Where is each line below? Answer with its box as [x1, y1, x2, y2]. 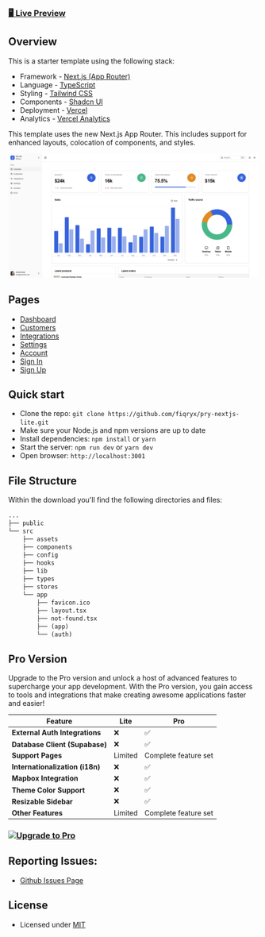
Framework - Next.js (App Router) [19, 71, 131, 81]
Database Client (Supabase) [11, 739, 107, 749]
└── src [8, 527, 34, 535]
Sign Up [19, 364, 46, 374]
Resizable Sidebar [11, 796, 73, 806]
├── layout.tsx [36, 607, 87, 615]
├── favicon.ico [36, 599, 90, 607]
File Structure [8, 474, 77, 488]
